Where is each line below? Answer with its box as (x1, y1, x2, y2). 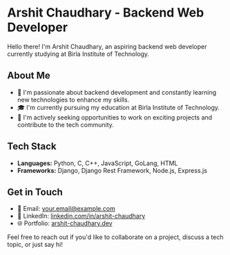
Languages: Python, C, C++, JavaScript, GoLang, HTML (17, 159, 178, 167)
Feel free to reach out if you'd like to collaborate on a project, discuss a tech (7, 233, 224, 241)
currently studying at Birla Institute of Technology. (7, 50, 150, 58)
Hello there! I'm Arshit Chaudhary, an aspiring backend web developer (7, 42, 207, 50)
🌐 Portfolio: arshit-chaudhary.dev (17, 219, 113, 227)
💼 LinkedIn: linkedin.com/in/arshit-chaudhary (17, 212, 146, 220)
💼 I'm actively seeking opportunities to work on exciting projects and (17, 113, 213, 122)
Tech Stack (7, 140, 57, 153)
